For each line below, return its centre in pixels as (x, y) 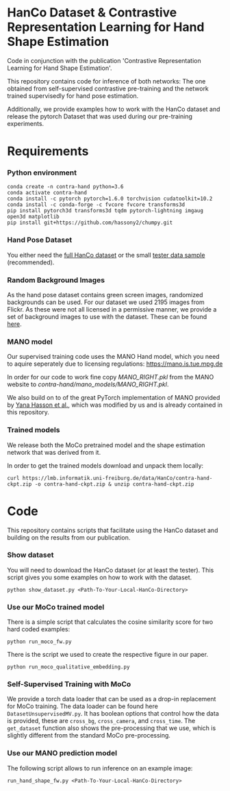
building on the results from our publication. (69, 537)
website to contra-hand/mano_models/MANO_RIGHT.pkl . (88, 384)
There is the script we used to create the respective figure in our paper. (108, 655)
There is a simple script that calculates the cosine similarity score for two (110, 622)
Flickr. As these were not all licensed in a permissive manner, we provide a (112, 310)
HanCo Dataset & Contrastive (92, 13)
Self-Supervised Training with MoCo (69, 684)
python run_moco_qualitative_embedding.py (68, 667)
